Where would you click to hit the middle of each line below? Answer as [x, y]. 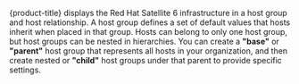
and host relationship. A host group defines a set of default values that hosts [150, 22]
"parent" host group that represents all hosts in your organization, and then [149, 51]
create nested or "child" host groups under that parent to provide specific [146, 60]
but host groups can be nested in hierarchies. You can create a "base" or [144, 41]
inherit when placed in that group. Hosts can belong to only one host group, [149, 32]
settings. [25, 70]
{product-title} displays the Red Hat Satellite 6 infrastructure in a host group [148, 13]
